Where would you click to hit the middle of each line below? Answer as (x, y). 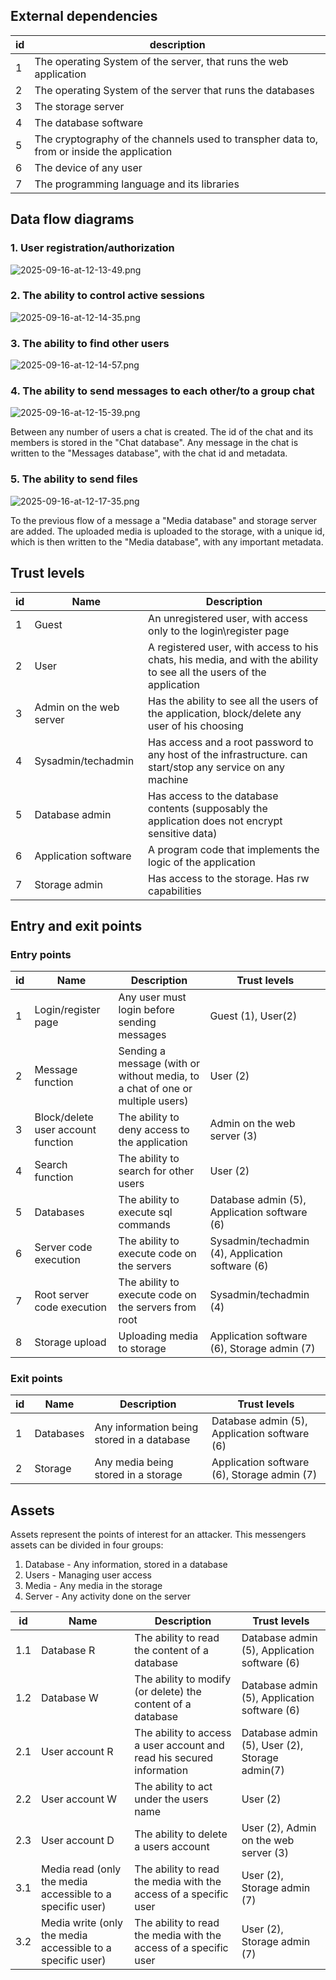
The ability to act (173, 1787)
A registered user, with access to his (233, 647)
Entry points (41, 954)
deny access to (154, 1130)
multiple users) (153, 1101)
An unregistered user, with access (228, 618)
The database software (88, 122)
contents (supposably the (208, 808)
